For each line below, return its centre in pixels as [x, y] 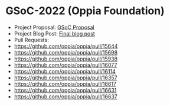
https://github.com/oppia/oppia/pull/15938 [66, 59]
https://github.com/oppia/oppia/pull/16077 [66, 65]
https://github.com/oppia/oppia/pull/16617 [65, 83]
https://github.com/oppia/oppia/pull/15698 [66, 52]
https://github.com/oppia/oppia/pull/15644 [66, 46]
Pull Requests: [31, 40]
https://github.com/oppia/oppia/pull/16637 [66, 97]
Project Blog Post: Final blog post [54, 33]
